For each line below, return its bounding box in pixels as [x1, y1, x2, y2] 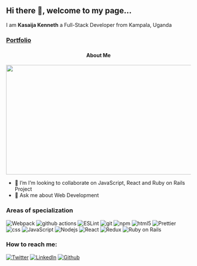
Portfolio [6, 36, 32, 44]
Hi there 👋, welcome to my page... [6, 6, 132, 16]
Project [14, 185, 32, 193]
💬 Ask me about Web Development [14, 192, 99, 199]
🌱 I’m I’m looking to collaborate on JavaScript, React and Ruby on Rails [14, 179, 185, 186]
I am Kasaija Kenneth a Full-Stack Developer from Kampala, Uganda [6, 21, 172, 28]
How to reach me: [6, 240, 57, 248]
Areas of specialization [6, 206, 73, 215]
